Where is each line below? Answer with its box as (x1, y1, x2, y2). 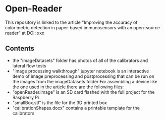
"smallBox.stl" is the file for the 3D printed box (12, 100, 108, 106)
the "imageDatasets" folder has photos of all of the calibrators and (12, 58, 148, 63)
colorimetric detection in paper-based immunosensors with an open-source (5, 24, 160, 30)
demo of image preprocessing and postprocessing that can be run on (12, 73, 155, 79)
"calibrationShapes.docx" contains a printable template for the (12, 105, 140, 111)
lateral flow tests (12, 62, 47, 68)
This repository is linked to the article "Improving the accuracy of (5, 19, 138, 25)
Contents (5, 44, 35, 53)
